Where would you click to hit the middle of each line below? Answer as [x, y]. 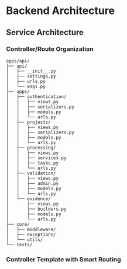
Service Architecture [45, 32]
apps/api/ [18, 61]
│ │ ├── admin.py [32, 183]
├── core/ [18, 224]
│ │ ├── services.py [36, 158]
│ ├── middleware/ [31, 229]
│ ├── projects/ [28, 122]
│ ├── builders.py [36, 209]
